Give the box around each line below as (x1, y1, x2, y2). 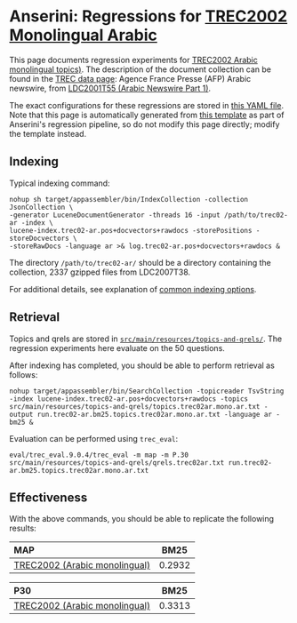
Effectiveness (9, 490, 88, 505)
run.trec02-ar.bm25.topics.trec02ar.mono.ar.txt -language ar (36, 410, 273, 419)
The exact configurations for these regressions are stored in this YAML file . (9, 100, 285, 110)
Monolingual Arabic (9, 25, 157, 45)
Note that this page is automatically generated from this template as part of (9, 109, 285, 120)
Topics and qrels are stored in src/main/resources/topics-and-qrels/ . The (9, 333, 283, 344)
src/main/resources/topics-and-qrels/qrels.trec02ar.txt (9, 458, 225, 467)
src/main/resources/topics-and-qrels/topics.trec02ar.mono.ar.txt (9, 402, 261, 411)
